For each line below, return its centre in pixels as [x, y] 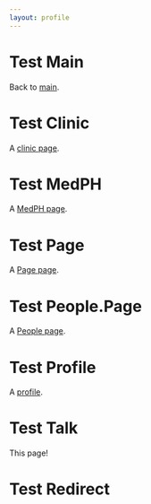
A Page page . [34, 270]
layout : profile [39, 17]
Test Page [47, 245]
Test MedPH [56, 184]
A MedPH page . [38, 209]
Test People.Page [76, 306]
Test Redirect [59, 489]
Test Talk [44, 428]
